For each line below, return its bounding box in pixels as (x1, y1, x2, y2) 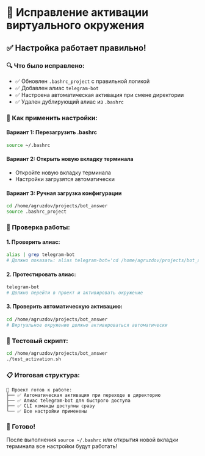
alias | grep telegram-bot (6, 252, 75, 258)
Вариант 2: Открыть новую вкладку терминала (6, 155, 134, 163)
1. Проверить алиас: (6, 238, 60, 246)
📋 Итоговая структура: (6, 371, 81, 379)
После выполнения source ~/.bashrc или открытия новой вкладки (6, 436, 179, 444)
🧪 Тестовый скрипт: (6, 337, 68, 345)
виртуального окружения (6, 18, 145, 32)
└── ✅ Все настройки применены (6, 408, 87, 415)
